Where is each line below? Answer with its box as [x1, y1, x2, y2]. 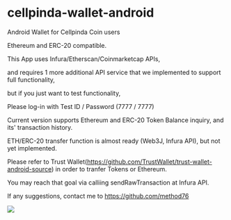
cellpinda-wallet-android [7, 5, 154, 21]
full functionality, [7, 75, 56, 84]
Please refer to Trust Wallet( [7, 158, 88, 166]
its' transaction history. [7, 123, 73, 131]
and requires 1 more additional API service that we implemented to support [7, 68, 221, 76]
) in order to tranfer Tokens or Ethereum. [51, 164, 167, 173]
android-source [7, 164, 52, 173]
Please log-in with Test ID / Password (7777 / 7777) [7, 102, 154, 110]
